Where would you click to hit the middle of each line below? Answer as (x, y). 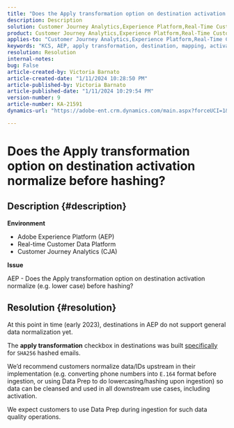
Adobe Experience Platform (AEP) (66, 237)
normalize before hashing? (86, 181)
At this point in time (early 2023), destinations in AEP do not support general (117, 324)
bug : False (23, 65)
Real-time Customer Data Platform (67, 244)
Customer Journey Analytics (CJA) (67, 251)
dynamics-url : (28, 111)
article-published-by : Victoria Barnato (67, 85)
